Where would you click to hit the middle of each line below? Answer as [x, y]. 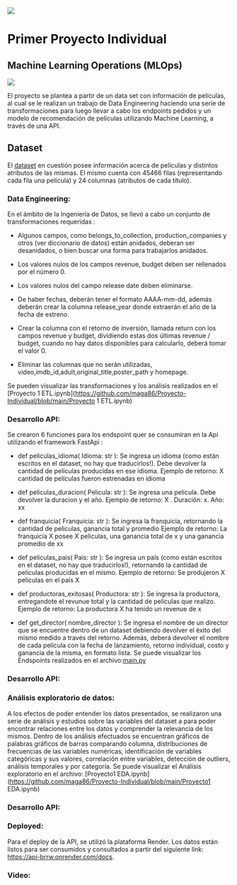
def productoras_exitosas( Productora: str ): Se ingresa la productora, [119, 594]
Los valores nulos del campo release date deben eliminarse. [105, 286]
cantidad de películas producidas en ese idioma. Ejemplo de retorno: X [121, 471]
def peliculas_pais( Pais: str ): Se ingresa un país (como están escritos [120, 558]
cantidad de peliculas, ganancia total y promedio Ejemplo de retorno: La [122, 529]
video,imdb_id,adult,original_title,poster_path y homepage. [103, 372]
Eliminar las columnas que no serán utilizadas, [85, 365]
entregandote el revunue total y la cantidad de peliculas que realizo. [116, 601]
